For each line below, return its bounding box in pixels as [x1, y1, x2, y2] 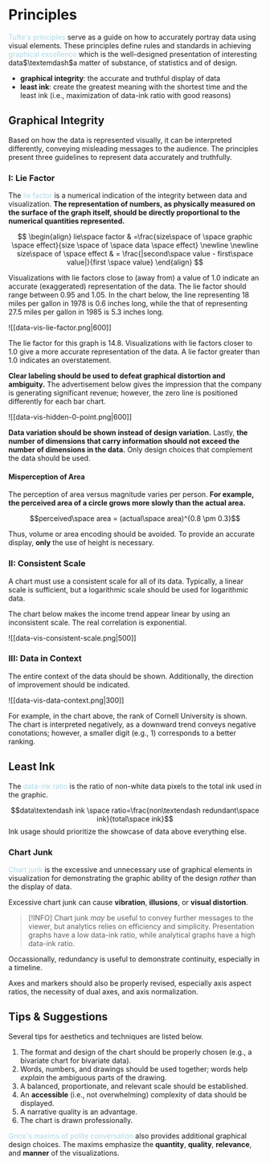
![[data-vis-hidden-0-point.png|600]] [8, 412, 133, 422]
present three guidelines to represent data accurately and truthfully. [8, 152, 233, 162]
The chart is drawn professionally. [19, 1115, 133, 1125]
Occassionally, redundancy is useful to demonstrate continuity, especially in [8, 954, 260, 964]
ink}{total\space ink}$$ [96, 814, 174, 823]
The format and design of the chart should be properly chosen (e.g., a [19, 1047, 252, 1056]
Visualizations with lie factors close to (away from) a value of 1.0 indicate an [8, 273, 260, 283]
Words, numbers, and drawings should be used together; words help [19, 1064, 248, 1074]
